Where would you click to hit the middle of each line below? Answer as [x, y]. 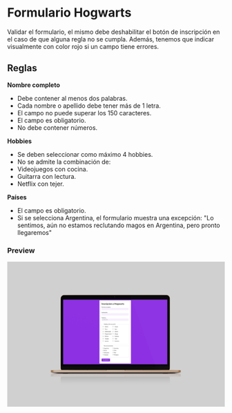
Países [17, 197]
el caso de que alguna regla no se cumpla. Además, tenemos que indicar [111, 39]
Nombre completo [34, 85]
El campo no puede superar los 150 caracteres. [84, 113]
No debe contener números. [57, 127]
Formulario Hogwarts [69, 13]
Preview [21, 250]
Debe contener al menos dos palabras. [72, 98]
